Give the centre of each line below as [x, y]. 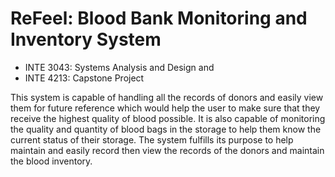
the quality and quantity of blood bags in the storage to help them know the [166, 129]
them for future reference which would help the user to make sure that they [165, 108]
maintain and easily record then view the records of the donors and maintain [167, 150]
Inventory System [86, 39]
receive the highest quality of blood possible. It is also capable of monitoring [168, 118]
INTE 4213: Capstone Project [84, 78]
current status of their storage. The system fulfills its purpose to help [152, 139]
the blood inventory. [51, 161]
